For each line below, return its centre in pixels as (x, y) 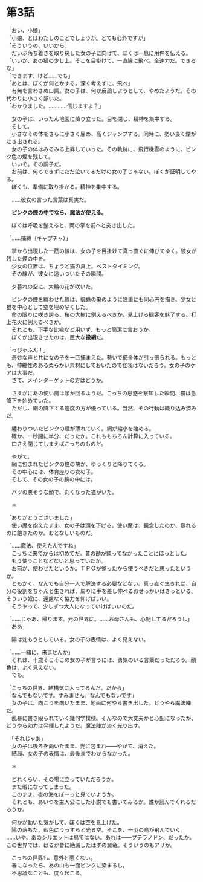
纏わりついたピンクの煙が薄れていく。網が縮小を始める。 (83, 428)
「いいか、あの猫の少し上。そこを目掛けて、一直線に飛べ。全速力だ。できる (101, 60)
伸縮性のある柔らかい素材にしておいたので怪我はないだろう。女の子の (104, 365)
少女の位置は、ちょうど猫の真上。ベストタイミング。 (77, 266)
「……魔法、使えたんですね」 (43, 545)
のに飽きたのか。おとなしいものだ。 (51, 533)
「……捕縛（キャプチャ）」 (39, 238)
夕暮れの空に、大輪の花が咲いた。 (54, 286)
